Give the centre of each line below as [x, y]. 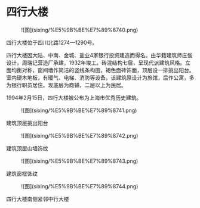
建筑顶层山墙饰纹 [27, 148]
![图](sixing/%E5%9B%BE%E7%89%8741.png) [79, 110]
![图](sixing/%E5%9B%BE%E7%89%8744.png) [80, 186]
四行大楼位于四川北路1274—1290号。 [52, 42]
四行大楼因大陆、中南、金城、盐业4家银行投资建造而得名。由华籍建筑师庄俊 [99, 55]
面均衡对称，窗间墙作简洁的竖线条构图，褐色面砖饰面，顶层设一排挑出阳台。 [100, 70]
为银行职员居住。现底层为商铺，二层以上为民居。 [66, 85]
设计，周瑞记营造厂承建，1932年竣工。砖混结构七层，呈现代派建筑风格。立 [99, 63]
